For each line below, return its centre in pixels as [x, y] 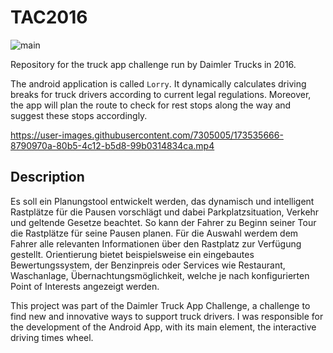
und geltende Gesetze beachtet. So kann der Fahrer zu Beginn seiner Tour [163, 222]
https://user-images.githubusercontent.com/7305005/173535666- [147, 135]
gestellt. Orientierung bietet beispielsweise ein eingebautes [132, 254]
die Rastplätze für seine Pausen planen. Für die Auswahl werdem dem [154, 233]
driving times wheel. [52, 337]
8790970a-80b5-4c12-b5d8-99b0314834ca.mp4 [112, 145]
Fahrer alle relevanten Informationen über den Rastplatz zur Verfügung [156, 243]
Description [47, 177]
